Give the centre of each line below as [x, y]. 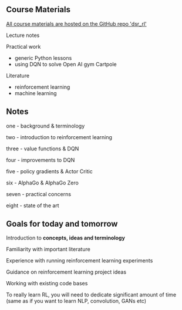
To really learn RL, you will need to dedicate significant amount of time [91, 295]
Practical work [23, 46]
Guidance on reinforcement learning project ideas [66, 272]
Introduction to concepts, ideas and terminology [65, 238]
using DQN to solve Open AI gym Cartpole [65, 64]
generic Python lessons [43, 58]
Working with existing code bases [47, 284]
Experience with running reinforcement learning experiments [80, 261]
